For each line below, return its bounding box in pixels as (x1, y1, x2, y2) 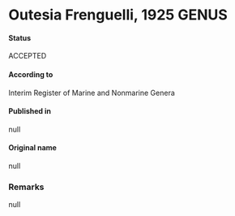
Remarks (8, 181, 45, 192)
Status (8, 32, 32, 42)
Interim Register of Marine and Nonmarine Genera (8, 88, 176, 97)
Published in (8, 106, 51, 116)
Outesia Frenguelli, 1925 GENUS (8, 6, 229, 24)
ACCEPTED (8, 51, 47, 61)
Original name (8, 143, 57, 153)
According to (8, 69, 53, 79)
